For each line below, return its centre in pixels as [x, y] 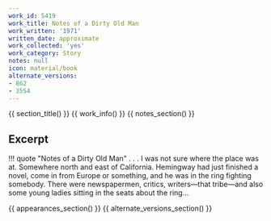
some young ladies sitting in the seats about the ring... [99, 193]
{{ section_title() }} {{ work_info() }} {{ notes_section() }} [102, 114]
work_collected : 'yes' [47, 46]
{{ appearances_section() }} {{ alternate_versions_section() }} [110, 208]
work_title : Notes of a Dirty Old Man [74, 23]
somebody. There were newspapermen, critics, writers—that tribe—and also [136, 184]
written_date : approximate [54, 38]
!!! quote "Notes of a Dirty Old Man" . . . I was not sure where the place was [133, 159]
